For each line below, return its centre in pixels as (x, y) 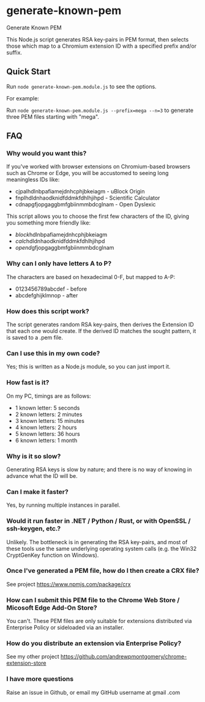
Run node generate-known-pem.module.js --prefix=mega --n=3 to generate (100, 110)
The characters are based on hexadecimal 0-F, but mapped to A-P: (91, 277)
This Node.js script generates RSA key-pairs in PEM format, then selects (98, 39)
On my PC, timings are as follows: (49, 396)
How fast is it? (28, 383)
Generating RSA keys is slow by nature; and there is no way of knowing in (99, 469)
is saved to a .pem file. (35, 338)
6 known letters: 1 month (46, 440)
